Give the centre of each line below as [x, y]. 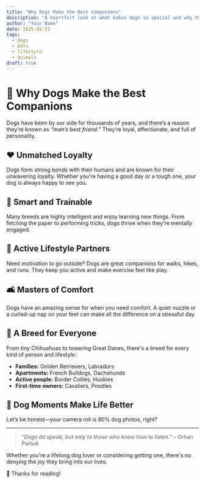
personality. [21, 136]
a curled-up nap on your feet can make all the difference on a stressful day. [101, 314]
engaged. [18, 230]
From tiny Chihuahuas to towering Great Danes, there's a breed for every [98, 348]
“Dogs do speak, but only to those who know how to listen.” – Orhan [107, 437]
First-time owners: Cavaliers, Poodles [63, 385]
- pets [20, 46]
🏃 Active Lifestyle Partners [58, 249]
